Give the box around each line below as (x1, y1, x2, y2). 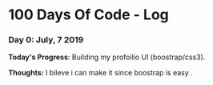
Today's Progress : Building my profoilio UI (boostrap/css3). (8, 52, 206, 62)
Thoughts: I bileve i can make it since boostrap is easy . (8, 68, 194, 78)
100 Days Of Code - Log (8, 6, 170, 24)
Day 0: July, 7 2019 (8, 34, 84, 46)
